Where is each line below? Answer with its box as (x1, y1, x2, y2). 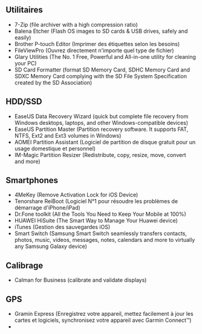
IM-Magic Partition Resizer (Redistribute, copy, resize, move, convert (14, 151, 186, 158)
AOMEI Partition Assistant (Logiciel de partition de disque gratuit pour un (14, 138, 196, 145)
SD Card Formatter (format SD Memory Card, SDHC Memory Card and (14, 66, 191, 73)
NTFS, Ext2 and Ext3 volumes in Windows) (14, 132, 122, 139)
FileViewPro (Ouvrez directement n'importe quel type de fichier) (14, 47, 174, 54)
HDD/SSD (5, 96, 43, 107)
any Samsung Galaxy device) (14, 242, 87, 250)
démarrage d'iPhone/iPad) (14, 204, 81, 212)
